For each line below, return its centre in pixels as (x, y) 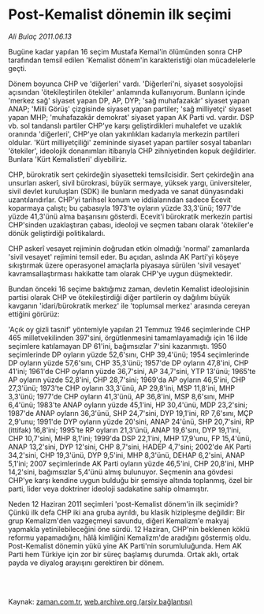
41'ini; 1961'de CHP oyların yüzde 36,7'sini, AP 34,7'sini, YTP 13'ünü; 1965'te (132, 371)
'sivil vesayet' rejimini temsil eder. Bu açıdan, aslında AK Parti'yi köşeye (123, 256)
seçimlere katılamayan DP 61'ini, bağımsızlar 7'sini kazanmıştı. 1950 (117, 346)
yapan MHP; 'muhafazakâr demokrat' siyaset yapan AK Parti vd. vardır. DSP (131, 117)
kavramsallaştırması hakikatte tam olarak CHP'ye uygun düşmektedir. (120, 273)
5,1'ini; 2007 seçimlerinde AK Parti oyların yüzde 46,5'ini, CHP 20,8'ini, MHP (131, 463)
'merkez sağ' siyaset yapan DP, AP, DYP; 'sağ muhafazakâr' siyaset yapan (129, 100)
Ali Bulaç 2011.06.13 (40, 36)
